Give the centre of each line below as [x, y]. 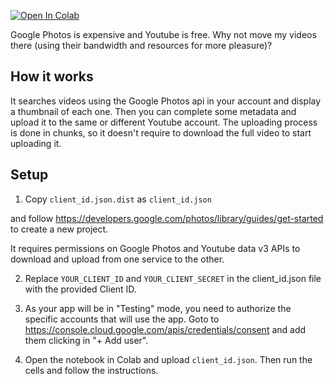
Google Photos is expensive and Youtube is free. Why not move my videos [163, 34]
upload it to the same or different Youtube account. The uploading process [164, 122]
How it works [52, 76]
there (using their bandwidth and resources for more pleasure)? [141, 45]
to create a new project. [59, 229]
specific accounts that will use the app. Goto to [122, 319]
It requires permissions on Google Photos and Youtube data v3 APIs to [155, 248]
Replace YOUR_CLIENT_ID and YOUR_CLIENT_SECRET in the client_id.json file [173, 278]
